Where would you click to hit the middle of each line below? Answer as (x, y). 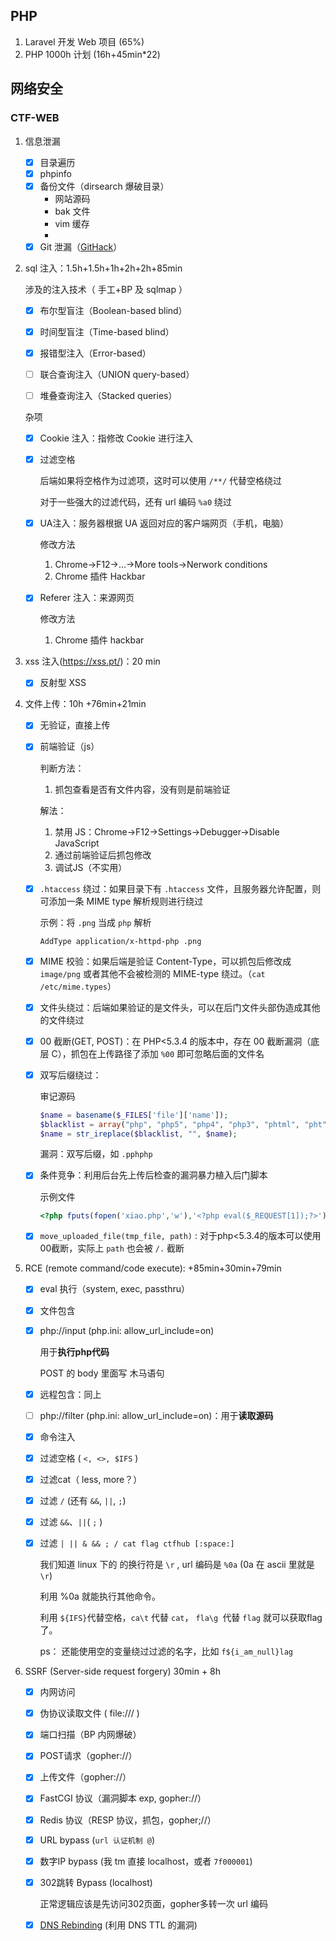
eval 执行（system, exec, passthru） (115, 1289)
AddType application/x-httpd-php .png (120, 941)
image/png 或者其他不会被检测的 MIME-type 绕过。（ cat (152, 973)
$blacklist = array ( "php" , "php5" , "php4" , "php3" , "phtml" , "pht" (183, 1124)
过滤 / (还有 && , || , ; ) (83, 1500)
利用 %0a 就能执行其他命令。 (100, 1596)
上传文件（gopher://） (85, 1777)
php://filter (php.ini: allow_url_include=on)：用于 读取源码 (156, 1415)
